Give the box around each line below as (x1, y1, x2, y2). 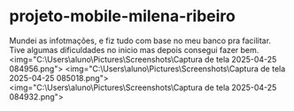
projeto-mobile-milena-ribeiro (9, 6, 236, 26)
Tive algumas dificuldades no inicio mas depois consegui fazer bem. (9, 44, 259, 55)
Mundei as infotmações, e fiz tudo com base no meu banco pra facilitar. (9, 35, 272, 46)
